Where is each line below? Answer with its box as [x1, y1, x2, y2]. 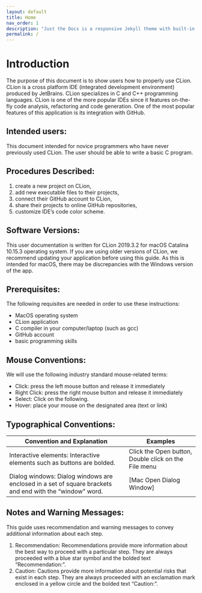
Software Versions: [6, 225, 80, 235]
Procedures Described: [6, 166, 95, 176]
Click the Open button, [129, 447, 192, 455]
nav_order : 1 [6, 20, 39, 26]
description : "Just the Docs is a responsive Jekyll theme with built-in [6, 25, 195, 32]
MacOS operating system [14, 312, 78, 319]
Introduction [6, 57, 70, 71]
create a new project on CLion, [14, 182, 91, 190]
